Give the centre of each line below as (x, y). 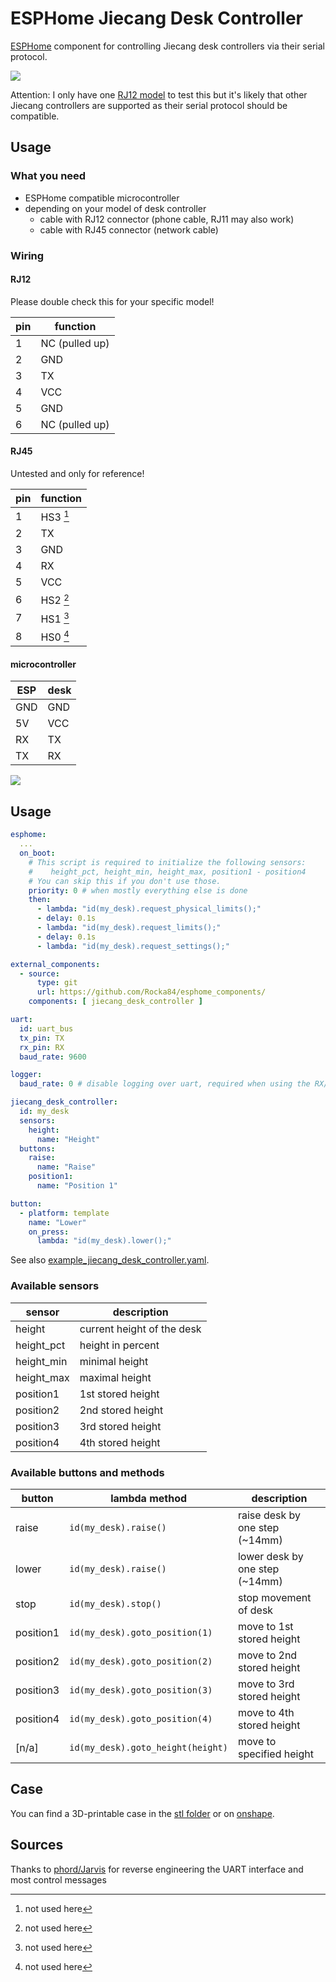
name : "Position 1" (77, 1186)
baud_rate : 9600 (53, 1057)
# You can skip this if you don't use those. (125, 881)
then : (40, 900)
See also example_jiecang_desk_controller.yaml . (110, 1260)
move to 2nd (267, 1655)
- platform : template (64, 1213)
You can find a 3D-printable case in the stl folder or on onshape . (142, 1813)
